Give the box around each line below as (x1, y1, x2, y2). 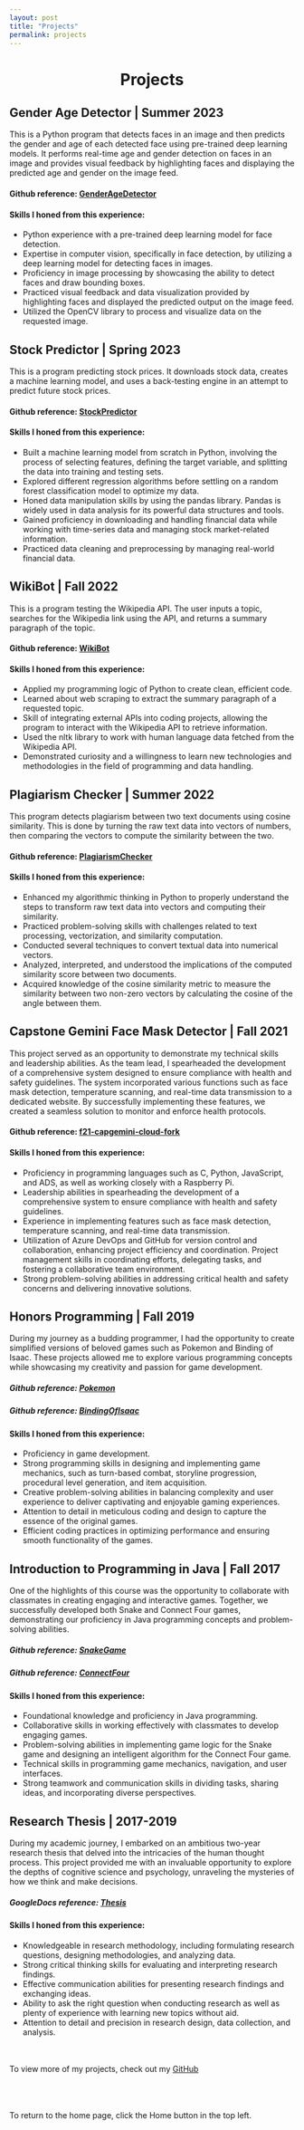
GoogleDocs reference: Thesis (9, 1896, 127, 1907)
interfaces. (22, 1768, 63, 1780)
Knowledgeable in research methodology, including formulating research (22, 1940, 295, 1951)
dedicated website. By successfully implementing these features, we (9, 1096, 266, 1107)
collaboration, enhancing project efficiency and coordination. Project (22, 1244, 279, 1255)
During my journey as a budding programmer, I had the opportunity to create (9, 1333, 295, 1344)
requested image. (22, 316, 89, 327)
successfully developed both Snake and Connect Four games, (9, 1605, 242, 1616)
